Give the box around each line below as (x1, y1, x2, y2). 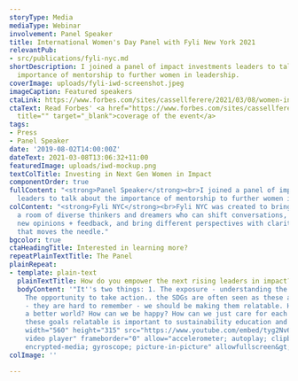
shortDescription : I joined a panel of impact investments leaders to (9, 63, 276, 72)
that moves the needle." (17, 227, 109, 236)
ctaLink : (9, 95, 42, 105)
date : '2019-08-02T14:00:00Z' (9, 144, 122, 153)
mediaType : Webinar (9, 21, 82, 30)
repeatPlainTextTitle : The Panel (9, 252, 133, 261)
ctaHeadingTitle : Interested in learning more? (9, 244, 189, 253)
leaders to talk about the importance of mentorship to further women (17, 194, 284, 204)
